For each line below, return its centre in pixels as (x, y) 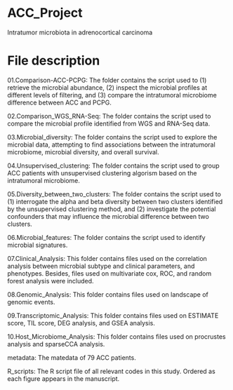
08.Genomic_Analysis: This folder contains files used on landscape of (108, 294)
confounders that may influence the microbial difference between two (108, 216)
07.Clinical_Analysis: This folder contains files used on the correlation (107, 258)
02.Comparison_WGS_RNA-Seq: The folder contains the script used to (109, 116)
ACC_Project (45, 13)
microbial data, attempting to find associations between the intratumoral (111, 144)
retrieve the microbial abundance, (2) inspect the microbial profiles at (107, 87)
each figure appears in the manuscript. (64, 378)
